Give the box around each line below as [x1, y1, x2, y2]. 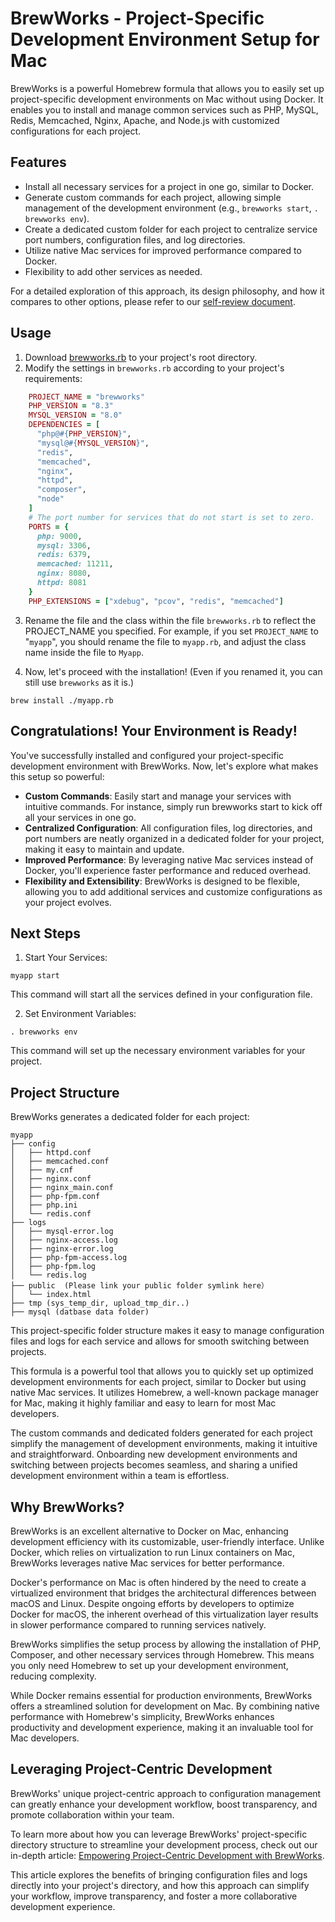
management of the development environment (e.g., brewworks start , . [24, 202, 319, 214]
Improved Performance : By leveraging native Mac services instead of [24, 853, 314, 866]
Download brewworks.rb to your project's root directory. [24, 351, 258, 363]
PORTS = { [28, 522, 70, 532]
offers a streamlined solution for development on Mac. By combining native [10, 1700, 320, 1712]
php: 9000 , [36, 531, 83, 541]
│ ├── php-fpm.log [10, 1262, 97, 1272]
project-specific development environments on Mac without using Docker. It [10, 93, 324, 105]
